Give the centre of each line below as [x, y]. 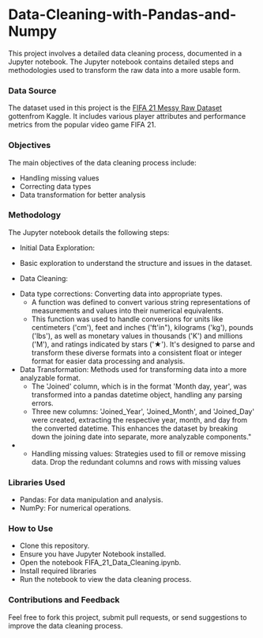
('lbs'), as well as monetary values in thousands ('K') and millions [137, 336]
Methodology [35, 215]
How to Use [31, 529]
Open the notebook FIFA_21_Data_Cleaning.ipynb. [100, 563]
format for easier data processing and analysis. [108, 361]
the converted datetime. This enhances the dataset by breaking [135, 428]
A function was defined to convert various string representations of [141, 302]
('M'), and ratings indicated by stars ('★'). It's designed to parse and [143, 344]
